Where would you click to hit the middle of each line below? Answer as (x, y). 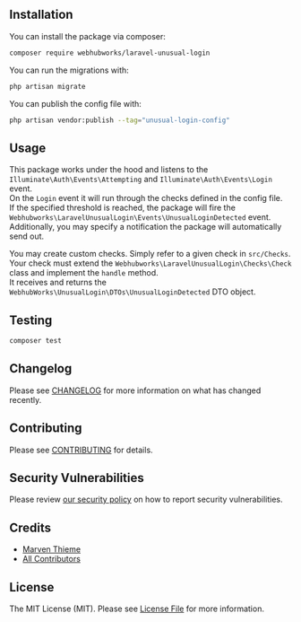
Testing (31, 320)
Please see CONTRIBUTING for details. (82, 450)
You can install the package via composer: (87, 36)
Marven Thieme (52, 549)
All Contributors (51, 559)
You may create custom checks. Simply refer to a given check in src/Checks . (150, 254)
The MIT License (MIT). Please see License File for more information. (137, 609)
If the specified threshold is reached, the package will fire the (122, 208)
